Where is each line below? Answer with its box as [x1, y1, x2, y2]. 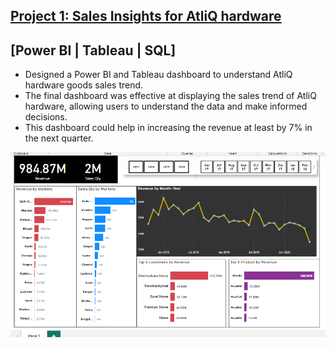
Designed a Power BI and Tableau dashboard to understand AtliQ [24, 69, 293, 81]
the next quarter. [24, 132, 94, 144]
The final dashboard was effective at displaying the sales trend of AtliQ [24, 90, 317, 102]
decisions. [24, 111, 68, 123]
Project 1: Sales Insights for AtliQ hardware [10, 8, 282, 25]
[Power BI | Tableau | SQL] [10, 42, 177, 59]
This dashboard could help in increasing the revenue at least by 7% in [24, 122, 313, 134]
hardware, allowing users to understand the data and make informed [24, 100, 308, 113]
